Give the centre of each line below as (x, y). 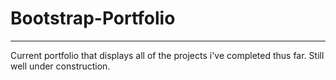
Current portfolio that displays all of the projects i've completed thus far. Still (167, 55)
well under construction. (60, 66)
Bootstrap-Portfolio (93, 18)
